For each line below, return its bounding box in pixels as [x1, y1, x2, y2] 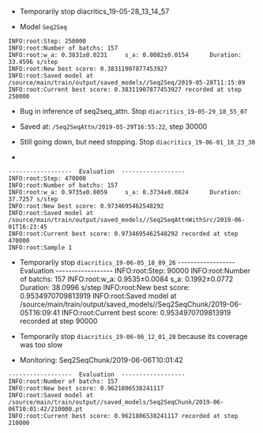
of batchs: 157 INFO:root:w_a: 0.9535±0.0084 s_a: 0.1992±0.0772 [19, 274, 234, 284]
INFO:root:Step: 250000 [8, 37, 87, 45]
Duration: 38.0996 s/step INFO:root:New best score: [19, 283, 190, 292]
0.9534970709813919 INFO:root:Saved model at [19, 292, 177, 300]
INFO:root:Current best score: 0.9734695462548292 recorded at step [8, 230, 239, 238]
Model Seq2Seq [19, 22, 68, 31]
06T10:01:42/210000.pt [8, 405, 83, 413]
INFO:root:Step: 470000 [8, 175, 87, 183]
